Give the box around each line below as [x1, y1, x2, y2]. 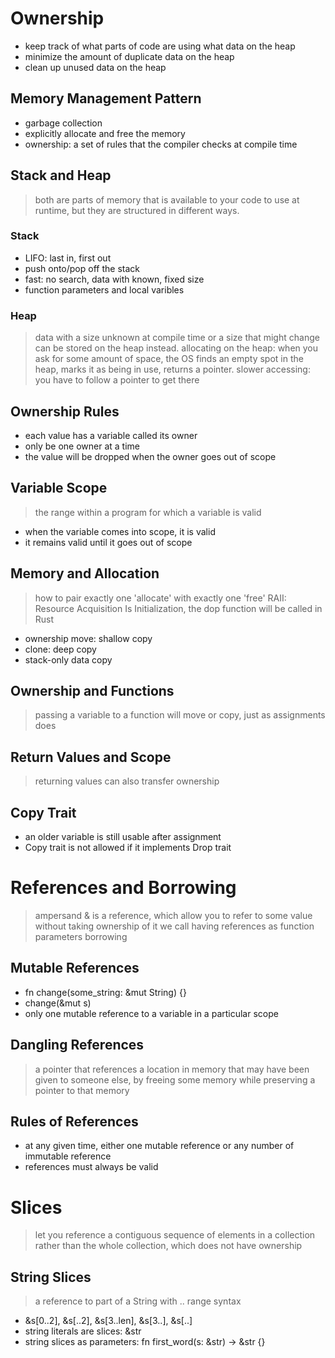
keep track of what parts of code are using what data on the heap [24, 40, 296, 52]
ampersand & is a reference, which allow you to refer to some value [34, 909, 313, 921]
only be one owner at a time [24, 440, 140, 452]
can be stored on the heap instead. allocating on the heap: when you [34, 342, 319, 354]
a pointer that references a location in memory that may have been [34, 1063, 310, 1075]
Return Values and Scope [10, 748, 172, 766]
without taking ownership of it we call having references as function [34, 920, 315, 932]
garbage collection [24, 117, 103, 129]
